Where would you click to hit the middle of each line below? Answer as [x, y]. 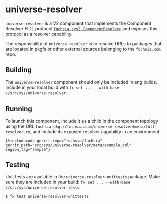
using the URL [20, 126]
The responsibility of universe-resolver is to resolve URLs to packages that [83, 43]
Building [18, 70]
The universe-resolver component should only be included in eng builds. [81, 82]
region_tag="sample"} [28, 149]
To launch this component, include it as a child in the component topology [82, 121]
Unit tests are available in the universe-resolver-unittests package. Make [83, 177]
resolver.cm [18, 132]
